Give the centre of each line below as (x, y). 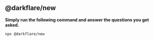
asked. (12, 25)
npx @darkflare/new (25, 34)
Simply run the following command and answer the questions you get (77, 20)
